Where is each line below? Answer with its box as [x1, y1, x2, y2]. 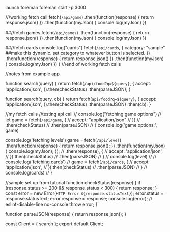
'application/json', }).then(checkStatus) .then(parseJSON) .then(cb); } [5, 101, 151, 107]
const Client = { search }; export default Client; [5, 221, 103, 227]
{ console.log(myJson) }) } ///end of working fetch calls [5, 61, 121, 67]
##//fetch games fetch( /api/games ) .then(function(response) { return [5, 30, 149, 35]
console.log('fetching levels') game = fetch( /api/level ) [5, 137, 122, 143]
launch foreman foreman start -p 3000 [5, 5, 87, 10]
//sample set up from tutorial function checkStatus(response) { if [5, 180, 141, 185]
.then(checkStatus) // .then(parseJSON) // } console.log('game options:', [5, 122, 157, 128]
